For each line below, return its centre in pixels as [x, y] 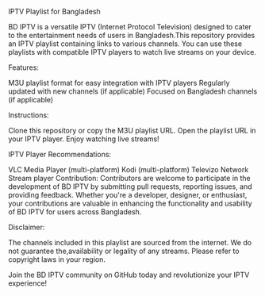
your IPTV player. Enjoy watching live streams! [84, 139]
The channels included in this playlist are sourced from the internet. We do [130, 242]
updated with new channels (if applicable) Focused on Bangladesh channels [133, 91]
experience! [28, 283]
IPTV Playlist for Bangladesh [54, 12]
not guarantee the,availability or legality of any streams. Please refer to [124, 251]
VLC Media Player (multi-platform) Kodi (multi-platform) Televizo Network [129, 169]
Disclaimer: [27, 227]
